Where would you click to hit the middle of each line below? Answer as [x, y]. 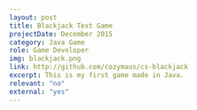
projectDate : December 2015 [61, 34]
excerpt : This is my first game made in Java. [97, 75]
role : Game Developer [49, 51]
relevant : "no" [37, 83]
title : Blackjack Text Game [61, 26]
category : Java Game [47, 42]
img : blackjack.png [45, 59]
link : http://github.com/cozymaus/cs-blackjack [99, 67]
